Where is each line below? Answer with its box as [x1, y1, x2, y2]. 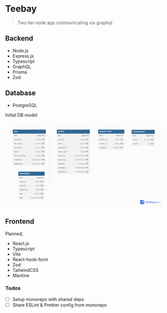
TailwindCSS [12, 267, 39, 273]
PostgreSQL [12, 102, 37, 108]
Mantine [12, 272, 29, 278]
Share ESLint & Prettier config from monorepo [12, 302, 107, 308]
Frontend [5, 217, 34, 226]
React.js [12, 240, 29, 246]
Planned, [5, 231, 23, 237]
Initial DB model [5, 112, 37, 118]
